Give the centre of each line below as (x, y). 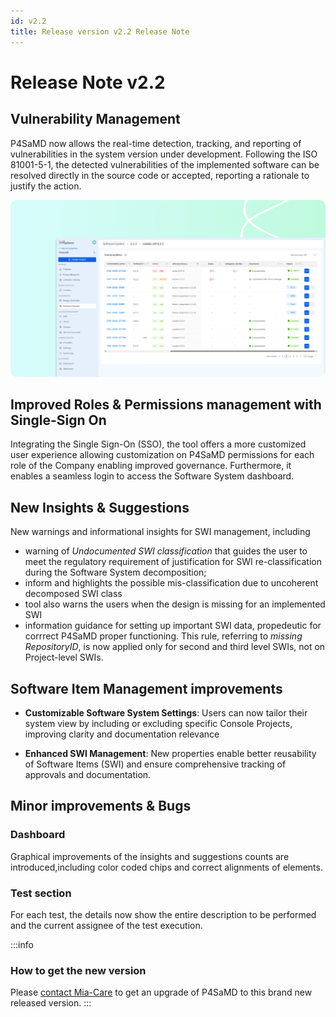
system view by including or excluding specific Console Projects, (158, 723)
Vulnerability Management (95, 119)
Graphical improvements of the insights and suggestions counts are (150, 856)
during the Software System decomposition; (115, 572)
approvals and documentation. (88, 774)
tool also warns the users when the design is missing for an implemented (175, 604)
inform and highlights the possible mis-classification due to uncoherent (171, 583)
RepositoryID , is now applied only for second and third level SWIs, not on (175, 647)
